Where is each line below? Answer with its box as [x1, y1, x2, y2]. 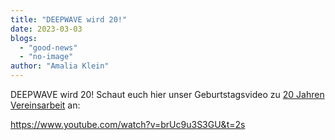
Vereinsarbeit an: [10, 99, 81, 111]
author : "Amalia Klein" [10, 61, 110, 71]
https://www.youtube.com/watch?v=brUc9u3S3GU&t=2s [10, 119, 246, 130]
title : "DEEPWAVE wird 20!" [10, 14, 128, 25]
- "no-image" [19, 52, 74, 62]
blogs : [10, 33, 38, 43]
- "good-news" [19, 42, 78, 53]
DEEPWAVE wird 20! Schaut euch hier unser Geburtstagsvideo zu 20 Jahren [10, 89, 325, 100]
